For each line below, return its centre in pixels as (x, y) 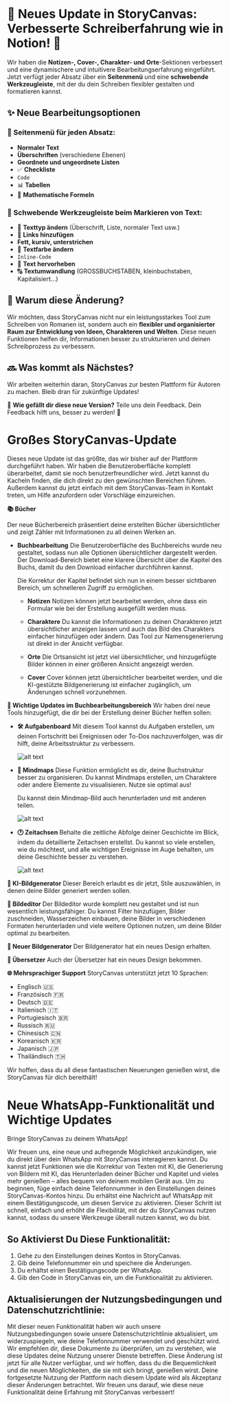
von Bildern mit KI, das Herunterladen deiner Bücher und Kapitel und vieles (113, 1174)
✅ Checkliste (36, 169)
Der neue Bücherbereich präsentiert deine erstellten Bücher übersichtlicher (114, 525)
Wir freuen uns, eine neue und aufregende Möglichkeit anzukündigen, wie (112, 1152)
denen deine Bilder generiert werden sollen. (69, 891)
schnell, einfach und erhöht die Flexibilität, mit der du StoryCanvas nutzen (112, 1210)
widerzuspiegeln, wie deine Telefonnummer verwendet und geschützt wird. (114, 1341)
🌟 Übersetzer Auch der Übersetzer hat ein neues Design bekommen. (105, 960)
